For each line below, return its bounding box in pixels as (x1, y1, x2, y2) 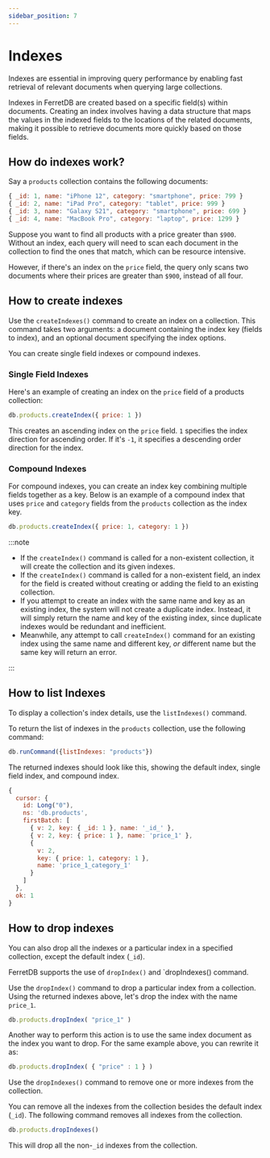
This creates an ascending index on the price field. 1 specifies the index (8, 426, 248, 435)
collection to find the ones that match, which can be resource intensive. (8, 246, 246, 256)
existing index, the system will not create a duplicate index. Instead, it (19, 605, 251, 615)
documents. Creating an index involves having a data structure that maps (8, 106, 251, 115)
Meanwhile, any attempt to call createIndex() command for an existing (19, 631, 255, 640)
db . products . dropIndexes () (8, 1126, 99, 1135)
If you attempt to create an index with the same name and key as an (19, 596, 246, 606)
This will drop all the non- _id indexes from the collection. (8, 1140, 198, 1151)
